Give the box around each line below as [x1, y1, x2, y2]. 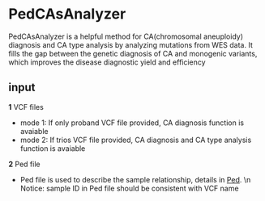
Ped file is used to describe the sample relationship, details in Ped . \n [19, 174, 251, 184]
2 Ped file [8, 159, 41, 169]
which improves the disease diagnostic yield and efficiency [8, 57, 206, 67]
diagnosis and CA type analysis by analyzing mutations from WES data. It [8, 40, 253, 49]
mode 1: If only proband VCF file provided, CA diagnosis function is [19, 118, 245, 128]
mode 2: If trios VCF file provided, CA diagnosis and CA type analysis [19, 135, 252, 144]
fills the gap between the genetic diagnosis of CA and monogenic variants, [8, 48, 258, 58]
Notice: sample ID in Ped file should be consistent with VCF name [19, 183, 239, 193]
